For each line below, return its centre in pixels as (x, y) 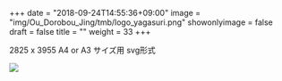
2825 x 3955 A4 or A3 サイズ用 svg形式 (83, 50)
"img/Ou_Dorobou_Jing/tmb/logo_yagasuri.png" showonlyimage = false (141, 22)
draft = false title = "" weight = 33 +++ (80, 32)
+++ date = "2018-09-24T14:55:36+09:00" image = (105, 13)
